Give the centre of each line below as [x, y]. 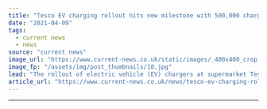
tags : [17, 30]
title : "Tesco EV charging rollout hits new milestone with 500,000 [124, 15]
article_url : [30, 81]
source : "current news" [48, 52]
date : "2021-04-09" [41, 23]
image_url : [26, 60]
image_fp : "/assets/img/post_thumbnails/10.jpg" [90, 67]
